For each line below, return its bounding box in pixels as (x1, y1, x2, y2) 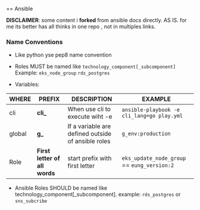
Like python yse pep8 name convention (14, 51, 112, 58)
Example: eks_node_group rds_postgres (14, 69, 110, 76)
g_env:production (121, 131, 171, 137)
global (9, 129, 27, 138)
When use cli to (67, 105, 111, 113)
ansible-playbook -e (121, 107, 180, 113)
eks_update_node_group (121, 155, 186, 162)
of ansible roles (67, 137, 111, 146)
